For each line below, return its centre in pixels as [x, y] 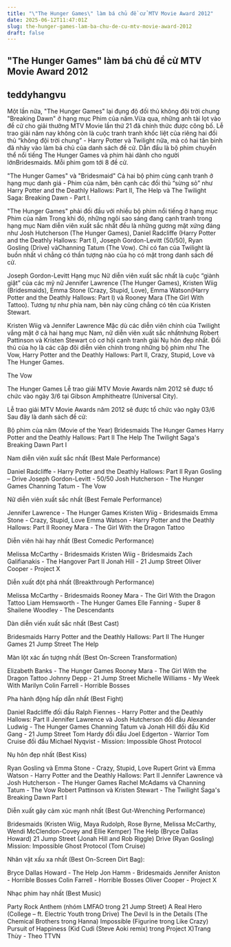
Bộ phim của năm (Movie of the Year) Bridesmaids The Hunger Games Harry [115, 430]
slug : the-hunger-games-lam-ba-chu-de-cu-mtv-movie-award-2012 [100, 26]
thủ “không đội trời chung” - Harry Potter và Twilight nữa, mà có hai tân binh [115, 141]
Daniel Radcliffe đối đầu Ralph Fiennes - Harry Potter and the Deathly [105, 712]
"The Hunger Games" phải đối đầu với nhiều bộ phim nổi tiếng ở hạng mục [113, 211]
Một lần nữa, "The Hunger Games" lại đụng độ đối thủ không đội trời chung [113, 112]
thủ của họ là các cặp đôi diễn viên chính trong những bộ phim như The [108, 348]
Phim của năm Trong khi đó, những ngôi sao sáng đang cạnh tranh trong [110, 218]
